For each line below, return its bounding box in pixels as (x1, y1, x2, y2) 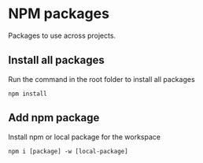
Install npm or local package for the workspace (8, 132, 161, 142)
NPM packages (8, 5, 110, 23)
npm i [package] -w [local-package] (8, 147, 128, 155)
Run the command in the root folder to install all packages (8, 74, 195, 83)
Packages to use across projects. (8, 31, 116, 40)
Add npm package (8, 111, 100, 124)
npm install (8, 90, 47, 98)
